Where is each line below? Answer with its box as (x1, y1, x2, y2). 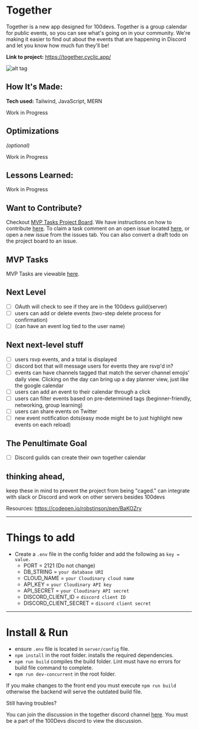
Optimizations (6, 126, 59, 136)
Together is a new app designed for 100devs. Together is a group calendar (6, 23, 187, 30)
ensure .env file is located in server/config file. (14, 645, 130, 652)
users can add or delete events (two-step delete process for (14, 309, 161, 316)
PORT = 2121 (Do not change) (23, 562, 95, 569)
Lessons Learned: (6, 170, 74, 180)
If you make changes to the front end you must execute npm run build (6, 682, 177, 689)
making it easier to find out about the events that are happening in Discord (6, 35, 187, 42)
